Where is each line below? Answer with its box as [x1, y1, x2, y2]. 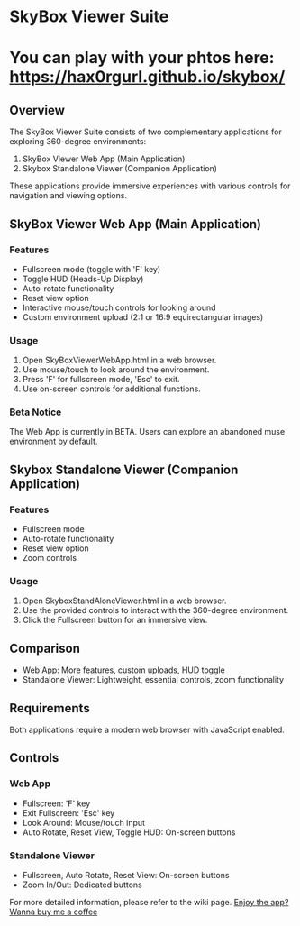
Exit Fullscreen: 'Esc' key [22, 807, 115, 818]
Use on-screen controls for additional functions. [22, 383, 201, 394]
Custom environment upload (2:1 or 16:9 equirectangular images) [22, 311, 264, 322]
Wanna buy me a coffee [9, 906, 98, 917]
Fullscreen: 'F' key [22, 798, 91, 809]
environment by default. [9, 435, 98, 447]
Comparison [9, 640, 81, 656]
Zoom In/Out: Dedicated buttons [22, 879, 142, 890]
